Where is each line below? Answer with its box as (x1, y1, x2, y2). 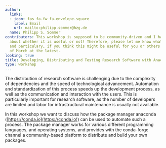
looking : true (5, 53, 35, 58)
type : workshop (5, 62, 37, 67)
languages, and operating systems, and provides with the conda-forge (5, 127, 149, 133)
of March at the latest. (9, 48, 61, 53)
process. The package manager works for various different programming (5, 121, 154, 128)
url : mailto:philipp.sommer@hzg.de (14, 26, 87, 30)
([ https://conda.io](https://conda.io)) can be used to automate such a (5, 117, 146, 122)
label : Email (14, 21, 41, 26)
